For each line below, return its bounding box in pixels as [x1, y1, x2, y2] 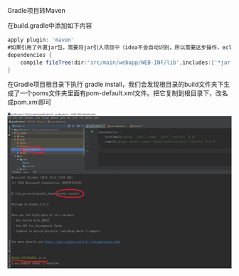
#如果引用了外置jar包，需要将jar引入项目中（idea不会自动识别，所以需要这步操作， [7, 43, 223, 51]
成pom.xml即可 [7, 98, 52, 107]
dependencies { [7, 51, 53, 58]
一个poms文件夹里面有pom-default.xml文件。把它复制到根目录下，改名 [19, 89, 228, 97]
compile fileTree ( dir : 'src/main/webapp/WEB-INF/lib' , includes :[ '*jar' [20, 59, 234, 66]
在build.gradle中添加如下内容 [7, 21, 92, 30]
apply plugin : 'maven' [7, 36, 75, 43]
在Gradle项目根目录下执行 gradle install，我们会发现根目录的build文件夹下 [7, 80, 224, 89]
